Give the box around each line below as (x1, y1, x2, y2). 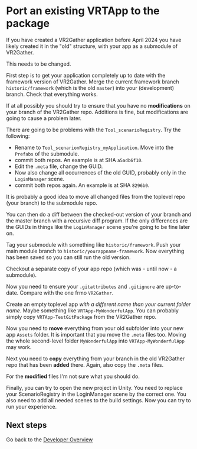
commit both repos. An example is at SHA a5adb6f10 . (14, 156, 143, 163)
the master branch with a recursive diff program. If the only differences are (6, 217, 188, 224)
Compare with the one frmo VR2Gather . (19, 289, 114, 296)
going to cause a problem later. (6, 114, 82, 122)
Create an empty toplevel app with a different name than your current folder (6, 301, 191, 308)
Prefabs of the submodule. (14, 150, 80, 157)
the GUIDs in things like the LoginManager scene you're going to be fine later (6, 223, 191, 230)
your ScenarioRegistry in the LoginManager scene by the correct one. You (6, 390, 187, 398)
